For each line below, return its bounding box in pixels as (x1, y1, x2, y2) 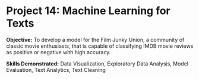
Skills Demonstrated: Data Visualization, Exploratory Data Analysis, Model (6, 60, 189, 67)
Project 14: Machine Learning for (6, 4, 170, 18)
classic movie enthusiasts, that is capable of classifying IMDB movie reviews (6, 42, 194, 50)
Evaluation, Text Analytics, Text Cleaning (6, 66, 106, 73)
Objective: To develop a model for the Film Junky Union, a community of (6, 36, 185, 43)
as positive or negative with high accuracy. (6, 48, 111, 55)
